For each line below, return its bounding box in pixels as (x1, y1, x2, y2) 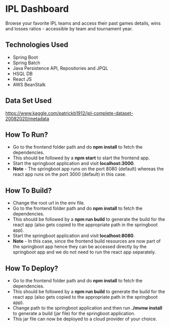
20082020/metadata (5, 115, 50, 121)
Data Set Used (5, 96, 52, 105)
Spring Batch (12, 60, 40, 66)
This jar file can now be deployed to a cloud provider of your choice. (12, 316, 157, 322)
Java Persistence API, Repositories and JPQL (12, 65, 109, 71)
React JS (12, 76, 32, 82)
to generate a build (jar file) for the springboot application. (12, 311, 136, 316)
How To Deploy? (5, 264, 58, 272)
